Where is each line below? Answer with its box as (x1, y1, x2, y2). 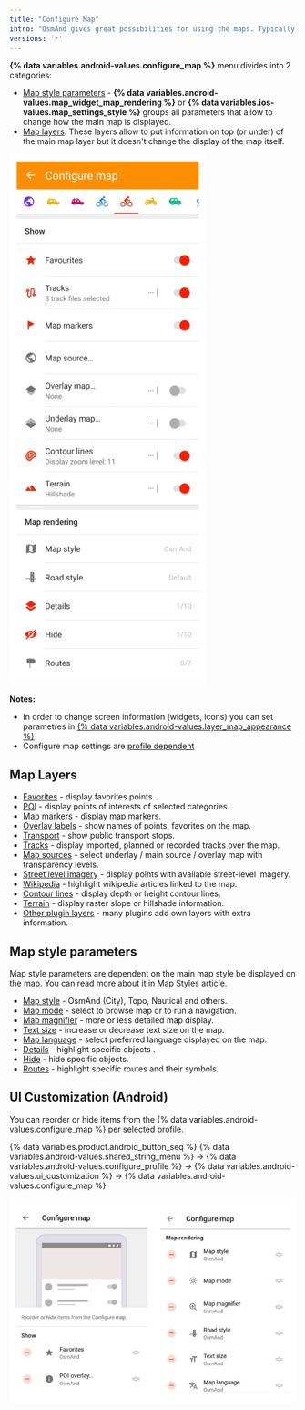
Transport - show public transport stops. (22, 830, 176, 841)
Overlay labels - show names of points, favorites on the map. (22, 820, 252, 831)
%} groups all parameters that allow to (128, 107, 273, 118)
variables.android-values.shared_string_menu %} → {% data (9, 1151, 237, 1162)
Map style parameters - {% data (22, 88, 145, 99)
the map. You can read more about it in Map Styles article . (9, 977, 228, 988)
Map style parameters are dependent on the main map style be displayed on (9, 968, 296, 978)
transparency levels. (22, 859, 99, 871)
